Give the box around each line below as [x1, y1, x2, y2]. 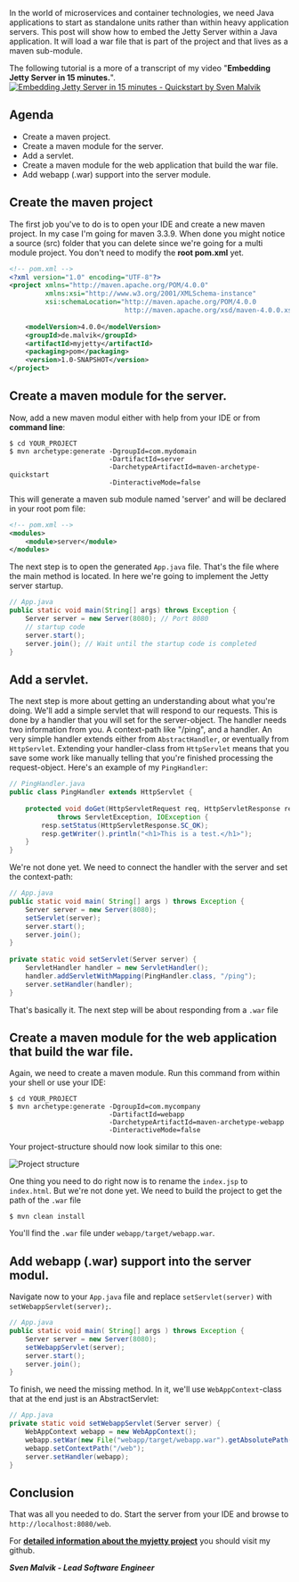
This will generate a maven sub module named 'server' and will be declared [9, 493, 287, 504]
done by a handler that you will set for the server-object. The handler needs [9, 715, 287, 725]
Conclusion [9, 1485, 75, 1500]
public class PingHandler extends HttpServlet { [9, 788, 193, 797]
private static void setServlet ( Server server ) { [9, 955, 198, 965]
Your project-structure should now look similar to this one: [9, 1141, 222, 1152]
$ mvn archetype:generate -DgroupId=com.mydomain [9, 446, 198, 456]
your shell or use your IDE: [9, 1077, 107, 1088]
